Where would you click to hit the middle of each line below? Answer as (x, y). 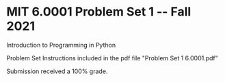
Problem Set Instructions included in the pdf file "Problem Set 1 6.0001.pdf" (112, 58)
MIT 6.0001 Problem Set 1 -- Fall (99, 12)
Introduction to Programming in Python (61, 45)
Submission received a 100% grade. (57, 71)
